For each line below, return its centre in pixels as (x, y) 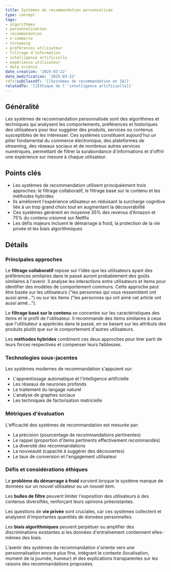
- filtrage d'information (33, 53)
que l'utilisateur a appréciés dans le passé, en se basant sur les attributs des (86, 324)
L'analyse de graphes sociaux (44, 395)
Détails (17, 245)
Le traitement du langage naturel (47, 390)
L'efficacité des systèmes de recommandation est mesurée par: (72, 425)
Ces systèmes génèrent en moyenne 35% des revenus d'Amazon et (84, 212)
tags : (11, 19)
